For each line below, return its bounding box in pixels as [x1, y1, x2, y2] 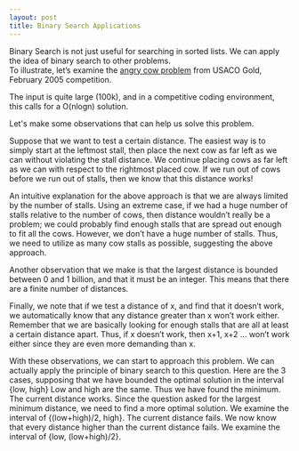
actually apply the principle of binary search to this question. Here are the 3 [9, 365, 287, 375]
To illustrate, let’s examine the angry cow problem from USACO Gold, [9, 64, 263, 76]
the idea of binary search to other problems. [9, 55, 171, 66]
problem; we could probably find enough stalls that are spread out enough [9, 219, 282, 230]
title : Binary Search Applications [9, 21, 141, 30]
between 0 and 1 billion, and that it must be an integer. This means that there [9, 273, 289, 285]
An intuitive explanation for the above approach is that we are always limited [9, 190, 289, 201]
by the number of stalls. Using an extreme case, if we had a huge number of [9, 199, 288, 210]
